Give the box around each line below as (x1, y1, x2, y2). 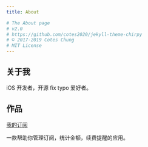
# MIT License (6, 43, 42, 49)
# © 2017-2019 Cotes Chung (6, 37, 75, 43)
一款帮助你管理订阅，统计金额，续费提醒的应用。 (6, 134, 129, 141)
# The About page (6, 20, 50, 26)
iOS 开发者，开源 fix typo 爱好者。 (6, 84, 92, 91)
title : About (6, 9, 39, 15)
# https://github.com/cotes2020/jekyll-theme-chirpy (6, 31, 143, 37)
